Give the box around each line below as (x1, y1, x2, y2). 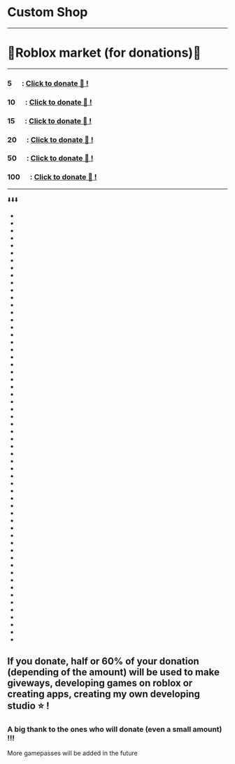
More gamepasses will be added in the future (7, 749, 138, 758)
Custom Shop (7, 4, 88, 20)
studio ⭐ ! (7, 700, 50, 712)
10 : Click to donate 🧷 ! (7, 97, 92, 107)
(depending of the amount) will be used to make (7, 666, 220, 679)
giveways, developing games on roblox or (7, 677, 193, 689)
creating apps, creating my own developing (7, 688, 201, 700)
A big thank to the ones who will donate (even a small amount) (7, 725, 222, 735)
